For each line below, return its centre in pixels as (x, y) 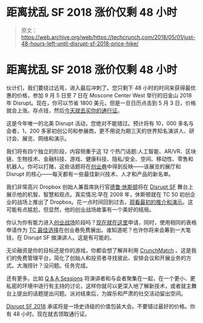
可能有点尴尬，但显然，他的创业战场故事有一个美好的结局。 (80, 209)
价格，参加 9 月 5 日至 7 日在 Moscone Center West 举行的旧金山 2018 (104, 95)
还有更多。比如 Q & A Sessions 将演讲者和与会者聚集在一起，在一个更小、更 (101, 278)
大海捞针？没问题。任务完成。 (54, 265)
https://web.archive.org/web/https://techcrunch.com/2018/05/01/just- (108, 37)
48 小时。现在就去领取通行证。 (52, 314)
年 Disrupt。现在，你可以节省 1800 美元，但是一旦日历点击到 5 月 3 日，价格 (101, 103)
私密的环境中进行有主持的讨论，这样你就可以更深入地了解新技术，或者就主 (99, 285)
